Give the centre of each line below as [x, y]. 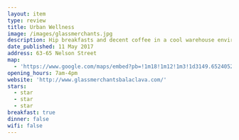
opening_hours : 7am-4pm [43, 73]
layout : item [27, 14]
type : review [27, 21]
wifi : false [25, 126]
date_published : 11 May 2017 [51, 47]
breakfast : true [31, 112]
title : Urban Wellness [41, 27]
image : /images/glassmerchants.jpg [60, 34]
